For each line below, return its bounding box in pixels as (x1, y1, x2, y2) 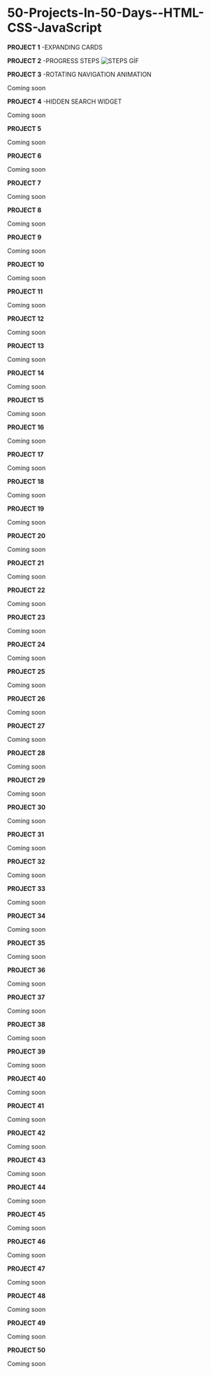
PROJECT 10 (7, 260, 45, 268)
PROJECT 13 (7, 341, 44, 350)
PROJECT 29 (7, 775, 45, 784)
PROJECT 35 (7, 939, 45, 947)
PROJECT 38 (7, 1020, 45, 1028)
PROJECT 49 (7, 1318, 46, 1327)
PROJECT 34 (7, 911, 46, 920)
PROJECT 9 (7, 233, 42, 241)
